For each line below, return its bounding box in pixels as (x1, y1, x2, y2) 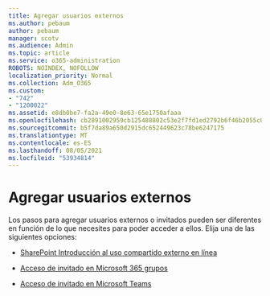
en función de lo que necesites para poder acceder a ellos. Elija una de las (8, 224, 255, 233)
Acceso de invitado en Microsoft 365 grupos (19, 263, 169, 273)
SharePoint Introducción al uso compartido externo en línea (19, 248, 218, 257)
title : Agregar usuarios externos (8, 11, 125, 20)
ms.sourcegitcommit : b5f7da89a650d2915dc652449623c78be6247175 (8, 124, 225, 132)
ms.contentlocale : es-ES (8, 138, 92, 147)
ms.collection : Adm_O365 (8, 79, 92, 87)
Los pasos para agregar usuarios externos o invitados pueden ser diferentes (8, 215, 262, 225)
